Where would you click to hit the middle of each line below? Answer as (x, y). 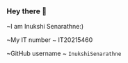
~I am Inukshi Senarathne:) (45, 27)
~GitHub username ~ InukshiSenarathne (64, 54)
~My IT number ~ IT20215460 (50, 40)
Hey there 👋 (26, 11)
